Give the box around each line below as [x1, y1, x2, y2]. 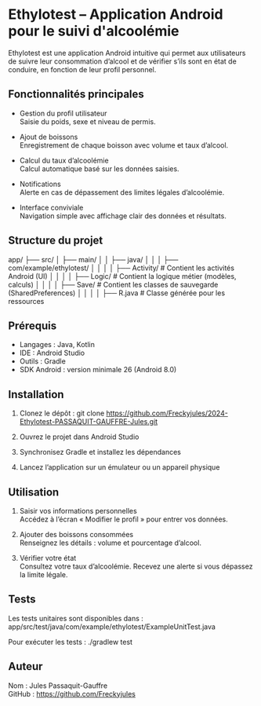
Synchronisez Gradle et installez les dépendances [19, 448, 182, 457]
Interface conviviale [19, 203, 84, 212]
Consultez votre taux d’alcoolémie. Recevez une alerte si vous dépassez [19, 562, 253, 571]
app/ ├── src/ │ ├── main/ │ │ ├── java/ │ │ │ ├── [8, 254, 179, 264]
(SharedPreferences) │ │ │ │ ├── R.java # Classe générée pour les [8, 288, 226, 298]
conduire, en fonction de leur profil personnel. [8, 64, 157, 74]
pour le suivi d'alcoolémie [8, 22, 179, 40]
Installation [8, 387, 64, 401]
